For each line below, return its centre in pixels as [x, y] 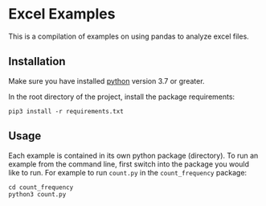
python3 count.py [37, 194]
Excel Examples [62, 14]
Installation [37, 62]
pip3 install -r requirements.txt [66, 111]
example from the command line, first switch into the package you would [129, 164]
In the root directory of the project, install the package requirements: [122, 97]
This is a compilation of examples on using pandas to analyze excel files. [129, 36]
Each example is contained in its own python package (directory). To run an [133, 155]
